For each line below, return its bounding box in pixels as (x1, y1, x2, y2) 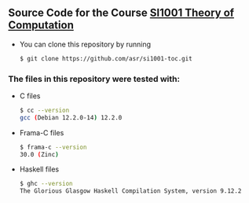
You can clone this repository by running (19, 39, 152, 49)
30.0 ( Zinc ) (19, 150, 59, 158)
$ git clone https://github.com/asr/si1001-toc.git (19, 54, 192, 62)
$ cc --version (19, 106, 70, 114)
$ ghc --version (19, 180, 73, 188)
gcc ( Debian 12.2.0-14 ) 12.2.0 (19, 113, 123, 121)
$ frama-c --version (19, 143, 87, 151)
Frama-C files (19, 127, 64, 137)
